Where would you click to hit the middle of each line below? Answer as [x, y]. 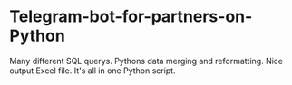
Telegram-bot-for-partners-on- [131, 17]
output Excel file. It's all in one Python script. [92, 71]
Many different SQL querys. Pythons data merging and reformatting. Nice [146, 61]
